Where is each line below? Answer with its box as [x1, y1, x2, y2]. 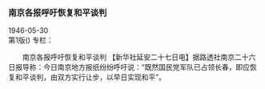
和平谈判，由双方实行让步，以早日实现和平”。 [14, 72, 167, 82]
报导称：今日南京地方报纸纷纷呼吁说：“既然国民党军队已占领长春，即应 [14, 63, 251, 72]
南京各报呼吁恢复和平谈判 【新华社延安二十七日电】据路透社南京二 [22, 52, 242, 62]
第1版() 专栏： [8, 35, 54, 45]
